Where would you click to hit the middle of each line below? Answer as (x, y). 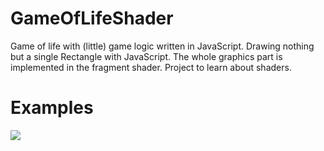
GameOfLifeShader (92, 18)
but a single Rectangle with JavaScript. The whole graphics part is (146, 56)
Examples (52, 108)
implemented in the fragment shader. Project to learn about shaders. (151, 67)
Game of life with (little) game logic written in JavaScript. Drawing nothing (162, 46)
